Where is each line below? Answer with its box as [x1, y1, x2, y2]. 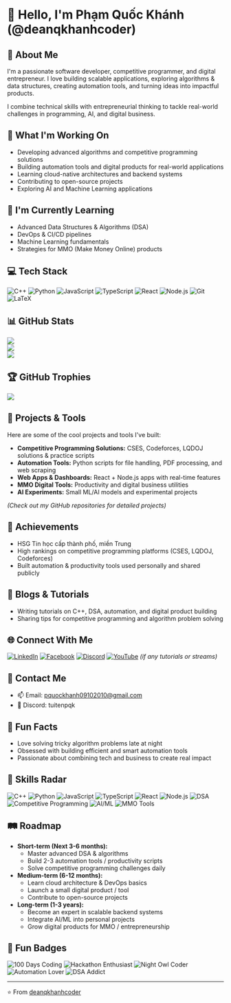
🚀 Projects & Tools [7, 412, 86, 424]
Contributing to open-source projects [16, 177, 123, 185]
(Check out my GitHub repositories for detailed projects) [7, 501, 166, 509]
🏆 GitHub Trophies [7, 371, 91, 383]
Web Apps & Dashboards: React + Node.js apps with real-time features [16, 473, 221, 481]
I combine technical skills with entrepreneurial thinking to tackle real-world [7, 103, 219, 110]
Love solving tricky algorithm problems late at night [16, 739, 163, 747]
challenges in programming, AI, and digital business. [7, 110, 156, 118]
